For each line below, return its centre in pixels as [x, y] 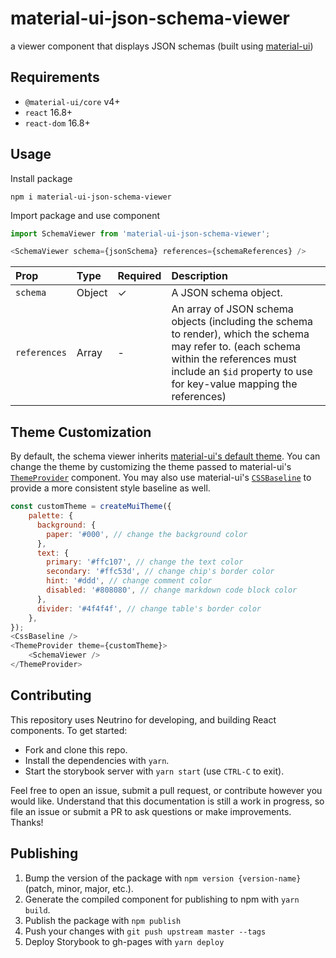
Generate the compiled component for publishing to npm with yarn [162, 899]
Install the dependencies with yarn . [97, 760]
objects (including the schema [242, 322]
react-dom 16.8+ [57, 123]
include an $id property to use [242, 372]
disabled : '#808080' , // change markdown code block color [172, 590]
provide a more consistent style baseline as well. [110, 488]
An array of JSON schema [232, 309]
